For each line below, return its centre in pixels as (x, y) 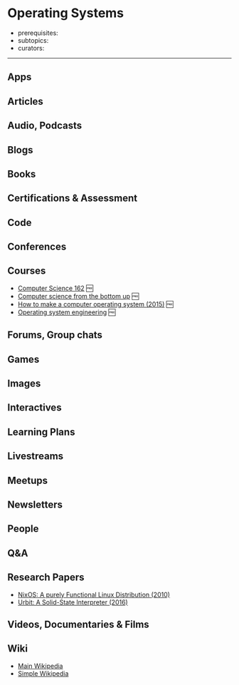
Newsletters (35, 505)
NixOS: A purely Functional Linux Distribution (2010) (94, 594)
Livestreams (36, 457)
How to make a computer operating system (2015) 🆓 (95, 304)
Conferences (37, 247)
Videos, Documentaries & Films (78, 624)
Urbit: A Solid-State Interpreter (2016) (73, 602)
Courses (27, 271)
